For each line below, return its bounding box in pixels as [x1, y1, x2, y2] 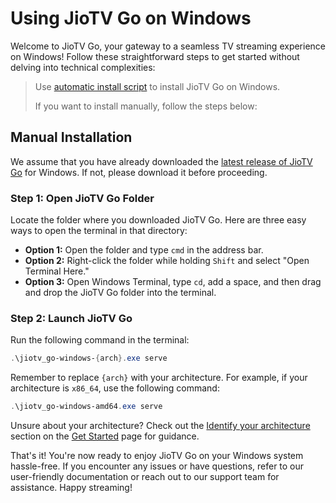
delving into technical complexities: [10, 61, 156, 73]
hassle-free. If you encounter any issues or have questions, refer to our [10, 460, 305, 472]
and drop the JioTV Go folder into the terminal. [24, 287, 217, 299]
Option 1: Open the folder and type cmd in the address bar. [24, 244, 264, 256]
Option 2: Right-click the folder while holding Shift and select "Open [24, 255, 310, 267]
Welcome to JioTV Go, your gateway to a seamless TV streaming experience [10, 40, 327, 52]
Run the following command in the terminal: [10, 334, 190, 346]
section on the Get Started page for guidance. [10, 430, 200, 442]
